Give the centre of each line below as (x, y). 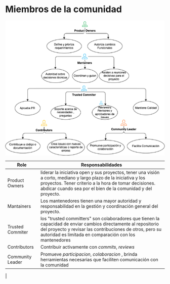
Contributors (20, 247)
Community (19, 257)
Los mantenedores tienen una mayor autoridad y (91, 201)
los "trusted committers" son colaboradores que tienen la (100, 219)
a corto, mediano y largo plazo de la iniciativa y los (93, 177)
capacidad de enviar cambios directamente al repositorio (100, 224)
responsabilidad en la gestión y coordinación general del (99, 206)
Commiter (18, 232)
